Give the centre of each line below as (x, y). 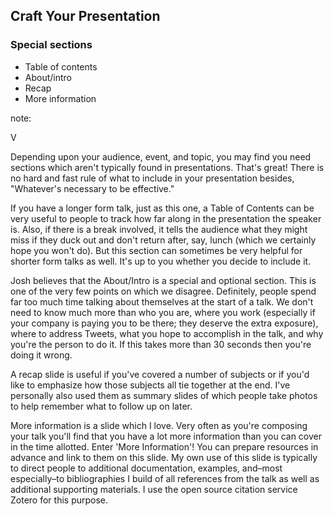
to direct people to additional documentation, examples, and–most (146, 468)
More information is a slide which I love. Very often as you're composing (159, 425)
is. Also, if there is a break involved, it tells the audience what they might (159, 229)
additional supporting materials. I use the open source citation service (154, 489)
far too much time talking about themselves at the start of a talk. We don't (162, 301)
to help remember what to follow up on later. (101, 406)
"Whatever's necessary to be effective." (92, 188)
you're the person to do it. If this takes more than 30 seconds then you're (161, 344)
